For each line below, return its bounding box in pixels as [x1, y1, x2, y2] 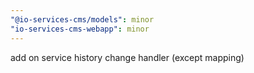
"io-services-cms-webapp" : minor [10, 24, 150, 34]
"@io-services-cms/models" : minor [10, 14, 155, 25]
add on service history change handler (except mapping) [10, 51, 245, 63]
